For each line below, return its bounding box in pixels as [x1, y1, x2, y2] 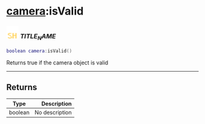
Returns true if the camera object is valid [6, 59, 109, 66]
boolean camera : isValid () [6, 47, 72, 54]
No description [34, 109, 72, 116]
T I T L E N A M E [20, 32, 56, 42]
